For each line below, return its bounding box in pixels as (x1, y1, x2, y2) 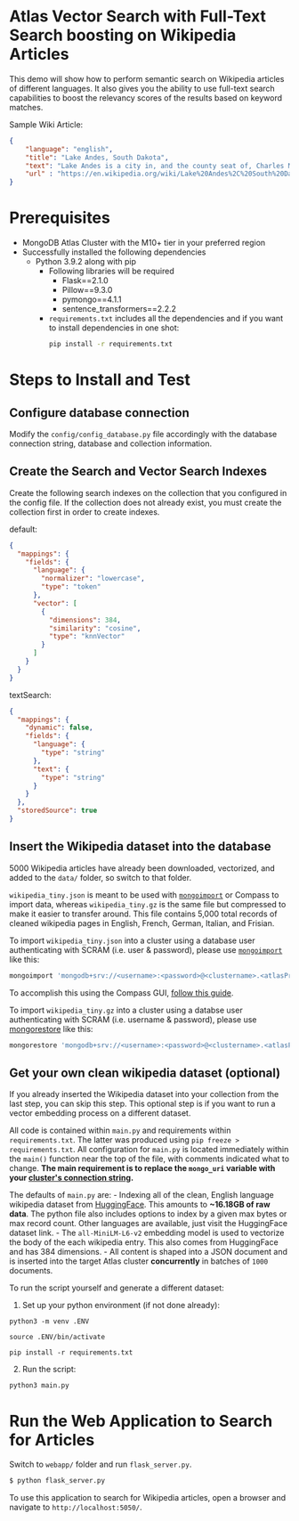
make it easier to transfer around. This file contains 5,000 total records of (9, 908, 278, 919)
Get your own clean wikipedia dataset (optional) (9, 1065, 281, 1080)
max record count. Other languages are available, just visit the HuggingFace (9, 1218, 287, 1229)
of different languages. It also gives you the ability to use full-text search (9, 83, 276, 94)
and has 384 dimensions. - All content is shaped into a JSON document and (9, 1247, 287, 1257)
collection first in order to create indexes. (9, 506, 160, 517)
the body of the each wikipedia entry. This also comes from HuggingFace (9, 1237, 279, 1248)
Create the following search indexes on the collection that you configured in (9, 487, 287, 498)
